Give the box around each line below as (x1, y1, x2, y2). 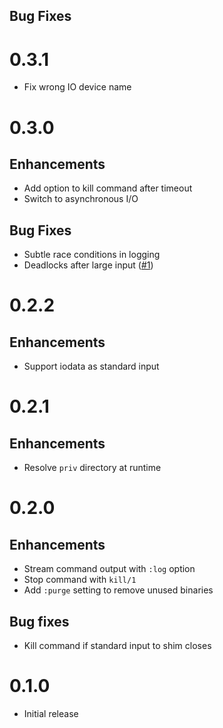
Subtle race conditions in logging (23, 249, 161, 261)
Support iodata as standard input (23, 360, 160, 373)
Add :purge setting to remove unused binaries (23, 584, 214, 596)
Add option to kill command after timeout (23, 182, 193, 194)
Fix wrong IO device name (23, 81, 132, 93)
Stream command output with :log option (23, 563, 196, 575)
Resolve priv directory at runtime (23, 462, 162, 474)
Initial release (23, 707, 79, 719)
